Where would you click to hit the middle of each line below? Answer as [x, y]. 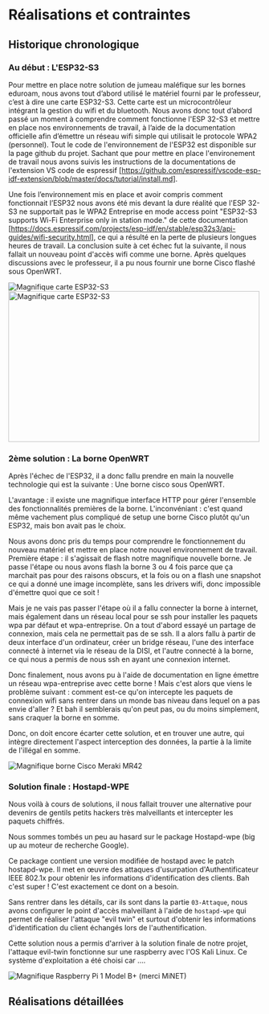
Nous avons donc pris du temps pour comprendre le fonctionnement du [127, 541]
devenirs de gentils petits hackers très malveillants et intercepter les [121, 813]
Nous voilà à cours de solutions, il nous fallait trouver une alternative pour [130, 804]
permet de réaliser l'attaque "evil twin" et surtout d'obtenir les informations [132, 919]
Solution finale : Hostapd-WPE [69, 787]
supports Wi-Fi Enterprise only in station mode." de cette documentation [128, 220]
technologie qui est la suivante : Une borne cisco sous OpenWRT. [116, 485]
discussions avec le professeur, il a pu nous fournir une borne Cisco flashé [132, 262]
